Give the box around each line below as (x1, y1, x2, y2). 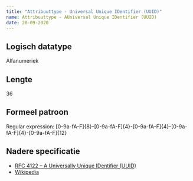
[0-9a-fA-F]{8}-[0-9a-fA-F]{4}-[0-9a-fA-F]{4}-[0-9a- (55, 122, 188, 130)
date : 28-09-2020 (6, 20, 49, 25)
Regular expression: (6, 122, 55, 130)
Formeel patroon (6, 107, 69, 117)
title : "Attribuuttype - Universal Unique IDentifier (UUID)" (6, 8, 162, 15)
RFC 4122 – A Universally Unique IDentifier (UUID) (14, 162, 137, 169)
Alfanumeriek (6, 57, 39, 64)
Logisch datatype (6, 41, 72, 51)
